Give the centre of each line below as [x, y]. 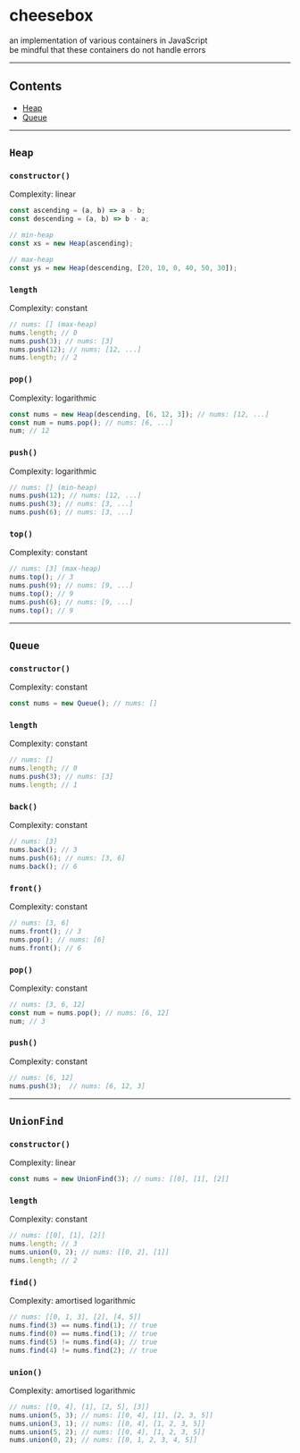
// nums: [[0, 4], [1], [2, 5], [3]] [79, 1407]
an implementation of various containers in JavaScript [108, 40]
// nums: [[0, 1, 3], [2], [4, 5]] [75, 1317]
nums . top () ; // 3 [42, 578]
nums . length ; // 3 [43, 1244]
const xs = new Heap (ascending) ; [71, 244]
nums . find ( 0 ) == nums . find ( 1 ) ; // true [83, 1333]
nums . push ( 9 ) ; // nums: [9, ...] [71, 586]
